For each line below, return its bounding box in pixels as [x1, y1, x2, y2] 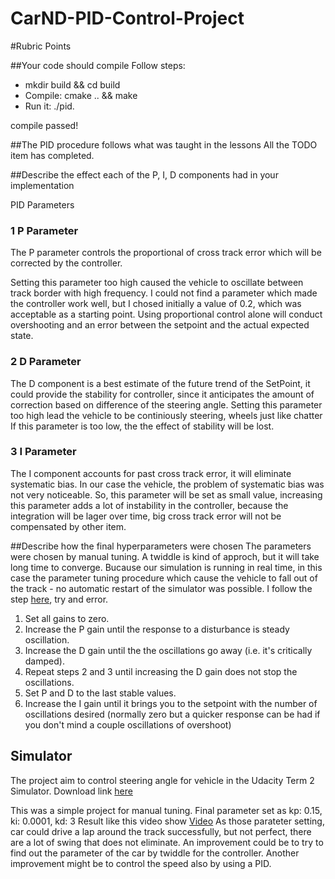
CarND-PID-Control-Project [10, 7, 245, 30]
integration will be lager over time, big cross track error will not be [10, 510, 282, 522]
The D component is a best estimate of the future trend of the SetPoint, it [10, 377, 311, 389]
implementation [10, 179, 75, 191]
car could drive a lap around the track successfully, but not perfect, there [10, 825, 312, 837]
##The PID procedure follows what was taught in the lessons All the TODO [10, 138, 318, 151]
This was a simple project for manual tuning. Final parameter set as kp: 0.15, [10, 804, 323, 816]
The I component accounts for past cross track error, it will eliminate [10, 467, 292, 479]
